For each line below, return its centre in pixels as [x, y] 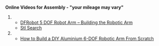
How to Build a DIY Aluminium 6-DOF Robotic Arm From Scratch [87, 38]
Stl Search [31, 28]
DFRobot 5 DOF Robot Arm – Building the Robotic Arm [76, 22]
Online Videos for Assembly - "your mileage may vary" [65, 7]
